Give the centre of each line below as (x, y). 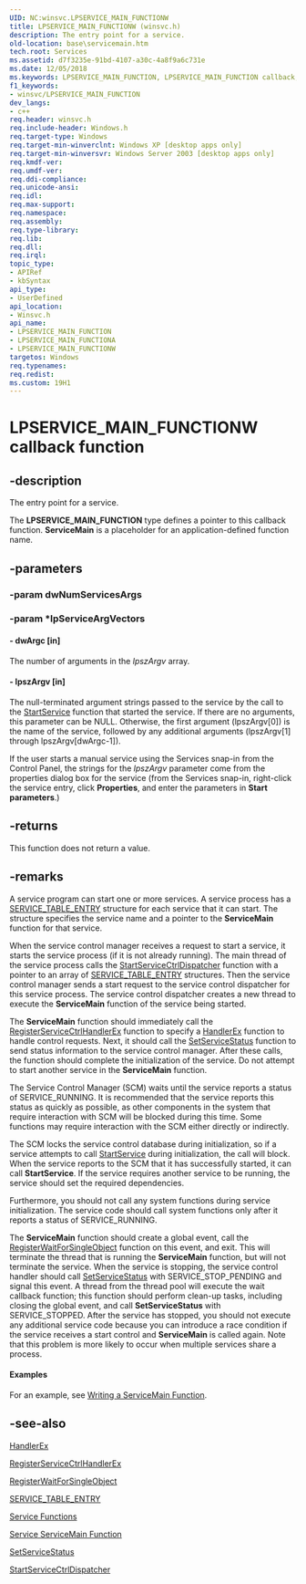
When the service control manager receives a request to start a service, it (148, 945)
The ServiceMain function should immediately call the (112, 1021)
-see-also (38, 1424)
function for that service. (56, 928)
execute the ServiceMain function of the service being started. (128, 1004)
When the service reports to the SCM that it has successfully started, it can (150, 1163)
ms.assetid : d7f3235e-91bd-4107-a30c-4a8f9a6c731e (107, 60)
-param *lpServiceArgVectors (77, 619)
